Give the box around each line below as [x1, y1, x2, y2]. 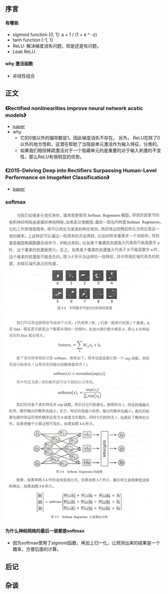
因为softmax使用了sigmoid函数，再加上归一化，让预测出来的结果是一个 [12, 540, 160, 546]
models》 [5, 112, 27, 119]
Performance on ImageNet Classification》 [5, 174, 110, 181]
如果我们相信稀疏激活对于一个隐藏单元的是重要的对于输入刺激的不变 [20, 147, 161, 154]
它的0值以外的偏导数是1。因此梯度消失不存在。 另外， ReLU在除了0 [20, 135, 160, 141]
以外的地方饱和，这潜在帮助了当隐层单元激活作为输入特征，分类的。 [20, 141, 161, 147]
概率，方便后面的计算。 [12, 546, 61, 552]
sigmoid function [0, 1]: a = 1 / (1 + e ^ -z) [12, 31, 97, 37]
